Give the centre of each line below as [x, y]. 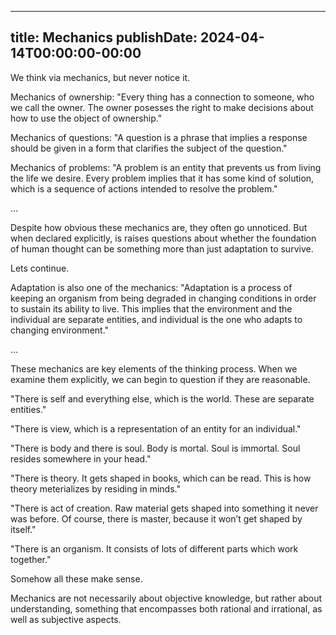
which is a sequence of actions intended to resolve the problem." [144, 188]
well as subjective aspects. [66, 619]
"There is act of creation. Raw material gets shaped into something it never [164, 508]
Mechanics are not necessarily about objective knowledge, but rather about [166, 598]
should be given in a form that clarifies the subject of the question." [149, 148]
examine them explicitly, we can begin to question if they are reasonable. [160, 379]
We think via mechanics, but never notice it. [100, 77]
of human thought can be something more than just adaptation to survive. [162, 248]
